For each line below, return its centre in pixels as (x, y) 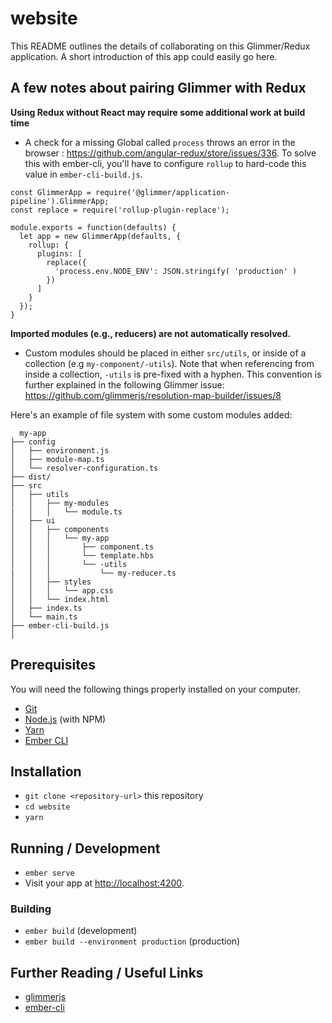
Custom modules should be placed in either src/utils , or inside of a (165, 353)
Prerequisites (53, 665)
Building (31, 909)
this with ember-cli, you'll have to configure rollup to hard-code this (165, 163)
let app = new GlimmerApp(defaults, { (100, 236)
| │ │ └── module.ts (66, 512)
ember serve (49, 873)
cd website (47, 807)
